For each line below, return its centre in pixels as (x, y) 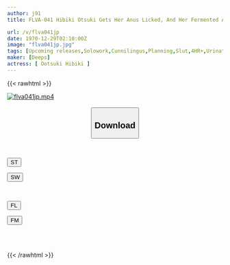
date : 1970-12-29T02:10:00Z (47, 38)
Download (115, 125)
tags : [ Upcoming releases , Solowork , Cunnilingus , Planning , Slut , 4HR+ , (107, 51)
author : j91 (24, 13)
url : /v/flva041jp (33, 32)
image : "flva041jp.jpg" (41, 45)
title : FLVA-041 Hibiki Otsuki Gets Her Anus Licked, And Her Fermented (113, 20)
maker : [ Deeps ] (29, 58)
